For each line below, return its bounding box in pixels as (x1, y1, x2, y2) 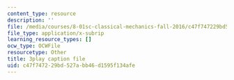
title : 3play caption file (7, 56, 86, 63)
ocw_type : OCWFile (7, 42, 61, 49)
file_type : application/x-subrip (7, 29, 104, 37)
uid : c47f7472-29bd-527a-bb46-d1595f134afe (7, 62, 136, 69)
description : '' (7, 17, 54, 24)
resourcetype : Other (7, 49, 68, 56)
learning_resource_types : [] (7, 36, 92, 43)
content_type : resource (7, 10, 77, 17)
